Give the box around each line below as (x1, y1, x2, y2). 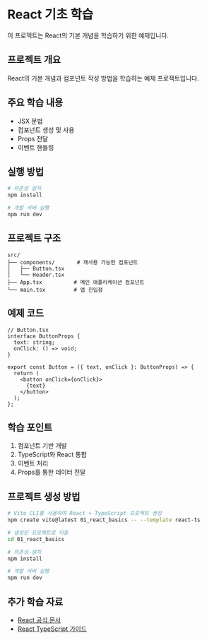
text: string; (13, 338, 55, 346)
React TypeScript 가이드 (17, 624, 87, 633)
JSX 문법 (17, 117, 43, 125)
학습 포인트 (7, 421, 53, 433)
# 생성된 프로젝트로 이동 (7, 529, 69, 536)
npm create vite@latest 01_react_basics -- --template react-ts (7, 516, 201, 523)
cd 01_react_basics (7, 535, 65, 543)
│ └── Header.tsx (7, 271, 65, 278)
